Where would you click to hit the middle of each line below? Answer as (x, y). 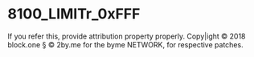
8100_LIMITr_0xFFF (74, 14)
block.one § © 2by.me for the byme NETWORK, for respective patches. (125, 44)
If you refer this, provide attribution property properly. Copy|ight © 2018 (127, 36)
